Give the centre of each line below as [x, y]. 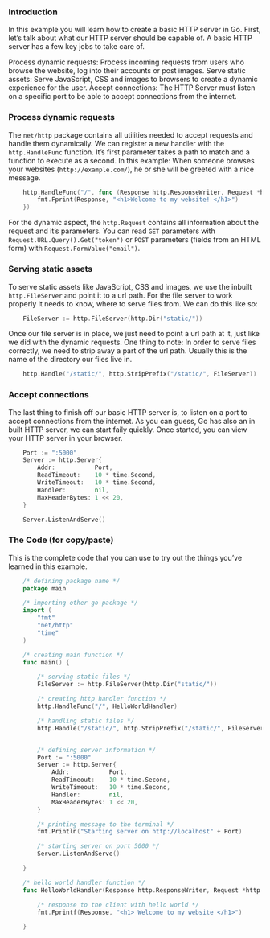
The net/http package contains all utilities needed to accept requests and [131, 134]
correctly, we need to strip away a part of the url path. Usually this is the [128, 351]
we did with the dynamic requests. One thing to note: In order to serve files [132, 342]
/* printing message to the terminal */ [106, 824]
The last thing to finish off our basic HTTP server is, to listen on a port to [128, 412]
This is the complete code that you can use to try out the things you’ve [125, 557]
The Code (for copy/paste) [61, 540]
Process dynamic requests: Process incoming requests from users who [127, 62]
